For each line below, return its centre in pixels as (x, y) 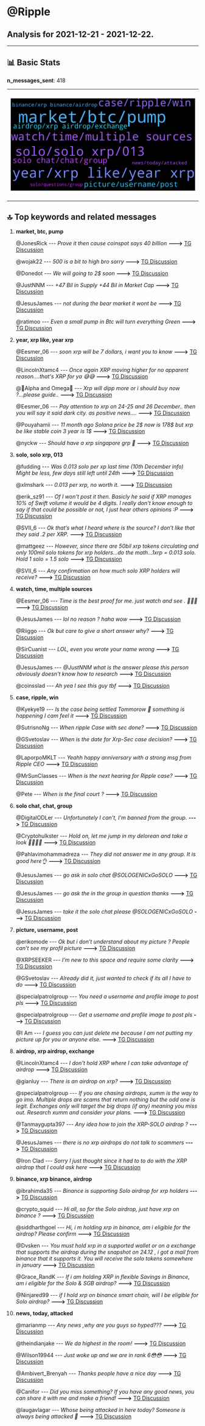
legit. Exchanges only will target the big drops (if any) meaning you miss (106, 1106)
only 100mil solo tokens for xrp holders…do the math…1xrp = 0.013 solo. (106, 553)
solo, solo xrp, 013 (39, 455)
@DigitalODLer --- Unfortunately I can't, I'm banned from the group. (101, 818)
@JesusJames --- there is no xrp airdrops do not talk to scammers (100, 1142)
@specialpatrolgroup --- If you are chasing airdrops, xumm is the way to (107, 1093)
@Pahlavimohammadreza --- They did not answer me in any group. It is (106, 855)
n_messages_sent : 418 (36, 80)
